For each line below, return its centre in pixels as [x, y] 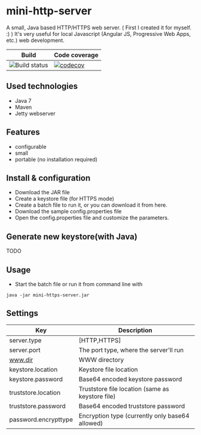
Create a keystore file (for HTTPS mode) [65, 199]
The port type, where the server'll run [131, 350]
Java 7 [23, 100]
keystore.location [33, 369]
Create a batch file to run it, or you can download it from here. [91, 205]
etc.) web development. [35, 40]
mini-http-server [49, 11]
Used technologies [42, 86]
